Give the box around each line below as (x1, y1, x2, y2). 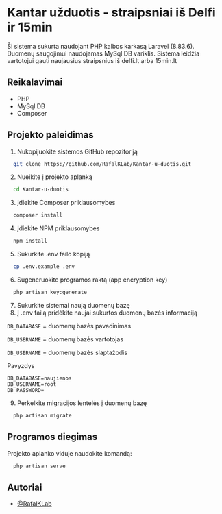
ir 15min (7, 19, 53, 35)
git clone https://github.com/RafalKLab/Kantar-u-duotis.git (13, 160, 192, 167)
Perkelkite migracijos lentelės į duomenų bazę (16, 399, 147, 407)
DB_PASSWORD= (7, 387, 45, 393)
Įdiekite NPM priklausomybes (16, 224, 100, 232)
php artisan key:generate (13, 289, 88, 295)
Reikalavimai (7, 77, 63, 88)
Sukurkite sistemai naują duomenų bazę (16, 301, 130, 309)
